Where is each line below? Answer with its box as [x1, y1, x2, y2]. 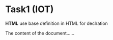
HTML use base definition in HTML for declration [5, 20, 108, 26]
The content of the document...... [5, 30, 75, 36]
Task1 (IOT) [5, 4, 54, 15]
